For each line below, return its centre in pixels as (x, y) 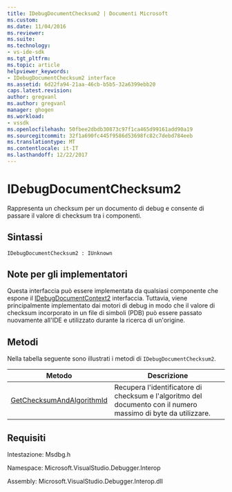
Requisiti (27, 438)
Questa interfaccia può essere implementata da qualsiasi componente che (113, 291)
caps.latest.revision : (40, 91)
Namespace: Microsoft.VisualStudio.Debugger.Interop (84, 468)
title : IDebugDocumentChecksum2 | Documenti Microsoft (88, 13)
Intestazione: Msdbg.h (39, 455)
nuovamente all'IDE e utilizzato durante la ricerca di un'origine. (96, 320)
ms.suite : (21, 39)
